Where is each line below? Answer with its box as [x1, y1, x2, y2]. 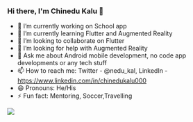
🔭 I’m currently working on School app [17, 22, 127, 31]
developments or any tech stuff [17, 59, 108, 67]
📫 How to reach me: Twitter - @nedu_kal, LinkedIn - [17, 67, 168, 75]
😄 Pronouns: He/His [17, 84, 76, 92]
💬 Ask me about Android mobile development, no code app [17, 51, 187, 60]
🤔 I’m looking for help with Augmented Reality [17, 44, 148, 53]
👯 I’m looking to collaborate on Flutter [17, 37, 125, 45]
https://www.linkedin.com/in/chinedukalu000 [17, 76, 147, 85]
